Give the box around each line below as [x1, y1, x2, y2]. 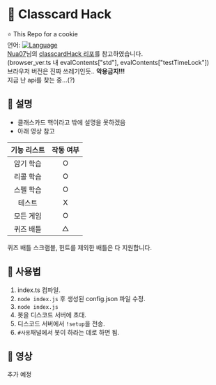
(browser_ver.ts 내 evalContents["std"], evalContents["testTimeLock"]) [7, 58, 210, 66]
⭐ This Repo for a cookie [7, 29, 78, 38]
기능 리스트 [10, 145, 45, 154]
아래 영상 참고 [17, 126, 55, 135]
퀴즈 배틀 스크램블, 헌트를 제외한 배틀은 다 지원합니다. [7, 243, 152, 252]
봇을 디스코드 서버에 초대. [17, 310, 87, 319]
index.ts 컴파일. [17, 286, 61, 294]
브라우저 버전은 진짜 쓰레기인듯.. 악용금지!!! [7, 66, 125, 75]
